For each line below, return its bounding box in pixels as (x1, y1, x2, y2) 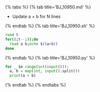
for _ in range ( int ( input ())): (5, 64, 69, 69)
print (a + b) (9, 73, 36, 78)
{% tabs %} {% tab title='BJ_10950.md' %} (5, 4, 91, 10)
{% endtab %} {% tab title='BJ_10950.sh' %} (5, 23, 95, 29)
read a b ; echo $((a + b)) (9, 41, 58, 46)
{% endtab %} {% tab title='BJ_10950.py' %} (5, 55, 96, 60)
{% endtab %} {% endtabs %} (5, 82, 66, 88)
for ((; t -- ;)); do (5, 37, 38, 42)
